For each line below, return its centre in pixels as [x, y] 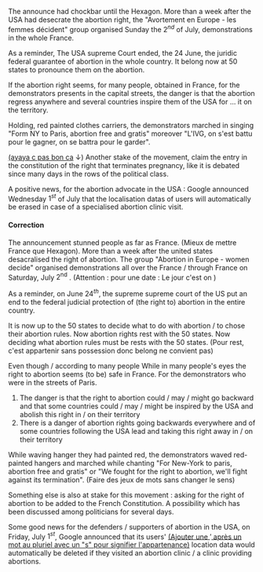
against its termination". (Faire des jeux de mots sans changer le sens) [122, 479]
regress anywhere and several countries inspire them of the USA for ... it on [130, 101]
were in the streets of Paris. [53, 382]
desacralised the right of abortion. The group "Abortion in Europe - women [129, 259]
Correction [26, 225]
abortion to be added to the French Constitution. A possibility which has [124, 503]
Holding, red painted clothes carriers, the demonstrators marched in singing [131, 125]
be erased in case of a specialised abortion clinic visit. [96, 207]
